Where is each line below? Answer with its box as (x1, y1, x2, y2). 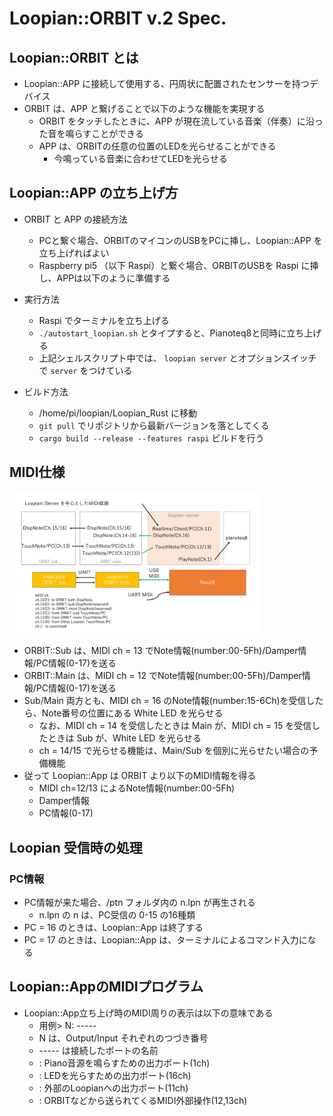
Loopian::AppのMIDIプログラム (9, 978, 204, 996)
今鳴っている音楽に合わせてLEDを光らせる (53, 153, 228, 164)
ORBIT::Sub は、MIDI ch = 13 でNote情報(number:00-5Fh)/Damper (23, 645, 299, 657)
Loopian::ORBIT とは (9, 49, 139, 66)
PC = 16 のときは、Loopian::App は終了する (23, 922, 204, 934)
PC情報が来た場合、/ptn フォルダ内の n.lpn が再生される (23, 897, 256, 909)
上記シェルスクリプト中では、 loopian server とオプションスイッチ (38, 352, 317, 364)
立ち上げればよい (38, 247, 110, 259)
